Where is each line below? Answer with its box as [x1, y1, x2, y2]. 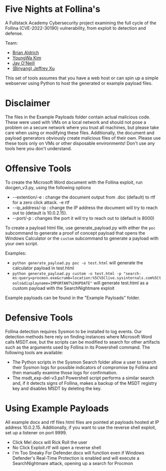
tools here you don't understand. [5, 145, 72, 152]
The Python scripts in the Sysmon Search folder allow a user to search [12, 359, 157, 365]
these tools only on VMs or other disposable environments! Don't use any [5, 140, 155, 146]
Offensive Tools [5, 163, 72, 174]
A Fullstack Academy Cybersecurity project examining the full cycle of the [5, 20, 157, 26]
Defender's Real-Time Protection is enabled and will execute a [12, 455, 140, 461]
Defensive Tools [5, 312, 73, 323]
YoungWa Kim [12, 54, 41, 60]
